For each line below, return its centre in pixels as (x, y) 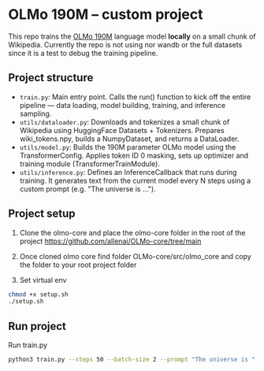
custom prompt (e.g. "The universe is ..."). (87, 189)
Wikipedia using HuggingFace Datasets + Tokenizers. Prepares (122, 130)
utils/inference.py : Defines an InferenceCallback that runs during (128, 172)
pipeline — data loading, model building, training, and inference (123, 105)
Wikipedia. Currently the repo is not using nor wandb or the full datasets (125, 44)
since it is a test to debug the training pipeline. (83, 53)
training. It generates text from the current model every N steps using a (135, 180)
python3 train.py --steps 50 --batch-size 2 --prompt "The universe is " (132, 360)
